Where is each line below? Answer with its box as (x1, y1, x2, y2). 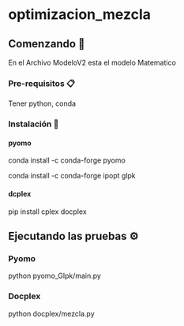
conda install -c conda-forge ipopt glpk (8, 171, 136, 181)
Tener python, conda (8, 99, 77, 108)
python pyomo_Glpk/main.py (8, 271, 101, 281)
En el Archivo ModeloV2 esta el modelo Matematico (8, 58, 176, 67)
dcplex (8, 189, 32, 199)
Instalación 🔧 (8, 118, 59, 129)
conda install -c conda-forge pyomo (8, 156, 126, 165)
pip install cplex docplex (8, 207, 87, 216)
